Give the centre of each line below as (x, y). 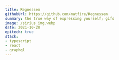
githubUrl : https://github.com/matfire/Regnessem (57, 14)
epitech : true (20, 32)
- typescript (18, 41)
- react (13, 45)
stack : (12, 37)
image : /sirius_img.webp (30, 23)
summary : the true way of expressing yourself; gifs (60, 18)
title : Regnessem (23, 9)
